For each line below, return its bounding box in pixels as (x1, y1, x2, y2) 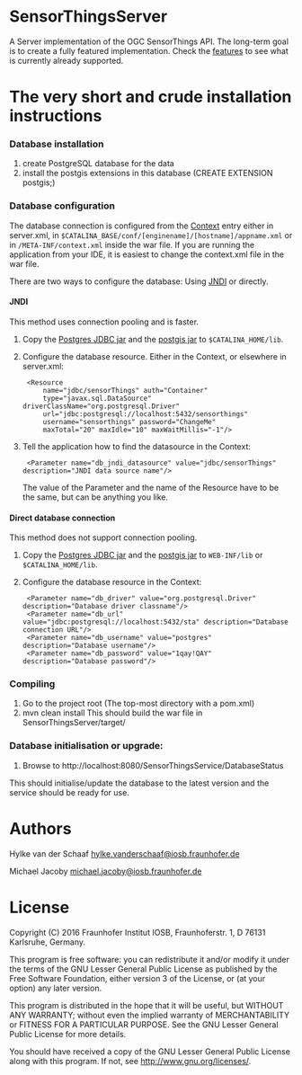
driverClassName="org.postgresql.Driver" (22, 402, 180, 411)
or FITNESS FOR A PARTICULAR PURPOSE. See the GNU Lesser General (9, 1018, 279, 1030)
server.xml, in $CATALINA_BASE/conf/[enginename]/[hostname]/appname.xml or (9, 229, 293, 240)
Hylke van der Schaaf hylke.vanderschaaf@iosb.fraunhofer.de (9, 848, 240, 859)
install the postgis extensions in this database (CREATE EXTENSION (22, 168, 273, 179)
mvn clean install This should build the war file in (22, 707, 203, 718)
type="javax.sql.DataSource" (42, 394, 152, 403)
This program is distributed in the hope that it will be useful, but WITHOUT (9, 999, 284, 1010)
